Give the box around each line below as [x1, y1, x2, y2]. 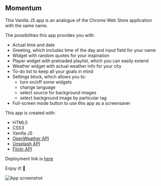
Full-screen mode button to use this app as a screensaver [12, 100, 131, 106]
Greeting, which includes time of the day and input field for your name [12, 47, 156, 53]
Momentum [5, 4, 42, 12]
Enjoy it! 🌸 [5, 165, 26, 171]
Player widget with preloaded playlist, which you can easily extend [12, 57, 149, 64]
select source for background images [19, 89, 97, 95]
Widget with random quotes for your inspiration [12, 52, 109, 58]
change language [19, 84, 56, 90]
